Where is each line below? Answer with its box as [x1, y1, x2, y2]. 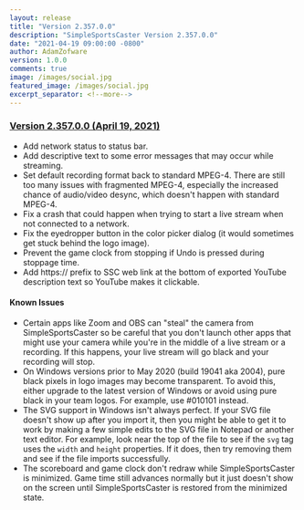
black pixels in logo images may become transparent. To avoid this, [22, 376, 276, 386]
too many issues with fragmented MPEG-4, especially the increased [22, 179, 278, 190]
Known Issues [9, 297, 65, 308]
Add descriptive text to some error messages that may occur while [22, 150, 274, 161]
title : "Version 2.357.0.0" [9, 22, 117, 31]
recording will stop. [22, 357, 96, 367]
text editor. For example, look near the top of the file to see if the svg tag [22, 434, 294, 444]
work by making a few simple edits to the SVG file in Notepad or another [22, 424, 295, 434]
